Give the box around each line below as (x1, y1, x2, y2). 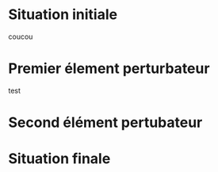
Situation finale (8, 150, 111, 168)
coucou (8, 32, 33, 41)
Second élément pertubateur (8, 113, 203, 132)
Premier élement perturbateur (8, 59, 210, 78)
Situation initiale (8, 6, 117, 24)
